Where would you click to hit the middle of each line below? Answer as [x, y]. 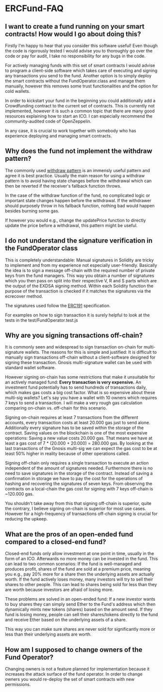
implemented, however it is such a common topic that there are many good [80, 111]
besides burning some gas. [32, 211]
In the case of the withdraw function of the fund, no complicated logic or [78, 195]
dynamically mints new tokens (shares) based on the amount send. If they [79, 609]
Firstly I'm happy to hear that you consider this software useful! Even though [81, 46]
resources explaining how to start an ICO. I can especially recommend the [79, 116]
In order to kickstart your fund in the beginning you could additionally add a [80, 101]
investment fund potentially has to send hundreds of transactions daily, [76, 387]
